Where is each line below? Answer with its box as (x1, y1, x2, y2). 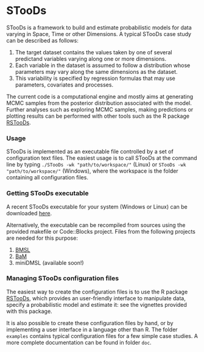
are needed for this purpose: (6, 234, 78, 242)
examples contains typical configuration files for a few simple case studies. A (6, 332, 198, 339)
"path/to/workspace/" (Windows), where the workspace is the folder (6, 167, 178, 174)
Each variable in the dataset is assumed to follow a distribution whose (15, 62, 191, 69)
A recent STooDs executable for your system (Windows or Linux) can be (6, 203, 188, 210)
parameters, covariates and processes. (15, 81, 114, 88)
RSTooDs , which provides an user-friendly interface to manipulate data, (6, 294, 186, 302)
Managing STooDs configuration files (6, 274, 119, 282)
